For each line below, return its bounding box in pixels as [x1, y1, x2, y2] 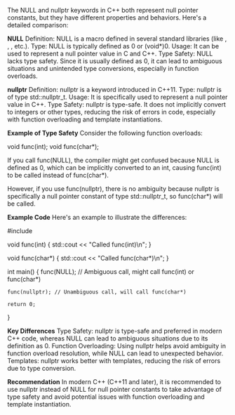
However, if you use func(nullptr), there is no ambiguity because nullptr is [7, 185, 220, 192]
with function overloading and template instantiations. [7, 115, 163, 124]
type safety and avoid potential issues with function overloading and [7, 393, 205, 401]
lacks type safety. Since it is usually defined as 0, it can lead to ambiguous [7, 57, 222, 65]
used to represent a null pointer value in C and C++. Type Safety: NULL [7, 49, 213, 58]
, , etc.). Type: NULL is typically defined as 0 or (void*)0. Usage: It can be [7, 42, 220, 50]
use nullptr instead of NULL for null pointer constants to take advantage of [7, 386, 222, 393]
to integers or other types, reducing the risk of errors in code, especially [7, 108, 216, 116]
